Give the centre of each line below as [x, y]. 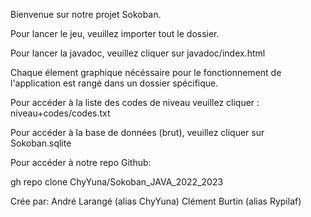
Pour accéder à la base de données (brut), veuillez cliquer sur [137, 132]
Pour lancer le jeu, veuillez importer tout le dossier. [115, 33]
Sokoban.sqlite [41, 143]
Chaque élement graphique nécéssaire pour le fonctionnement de [146, 72]
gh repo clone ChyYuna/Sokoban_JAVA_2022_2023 [117, 182]
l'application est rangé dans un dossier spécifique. [114, 83]
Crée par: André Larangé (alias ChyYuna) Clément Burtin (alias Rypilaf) [156, 201]
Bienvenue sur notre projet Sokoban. [86, 14]
